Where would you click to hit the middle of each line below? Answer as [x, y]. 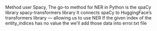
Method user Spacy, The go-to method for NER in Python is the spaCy [78, 7]
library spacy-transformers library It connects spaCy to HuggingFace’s [78, 12]
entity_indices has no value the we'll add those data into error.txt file [76, 23]
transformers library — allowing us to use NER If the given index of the [78, 18]
